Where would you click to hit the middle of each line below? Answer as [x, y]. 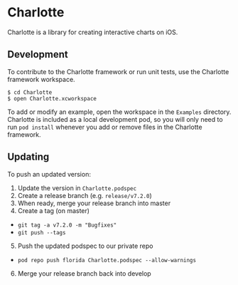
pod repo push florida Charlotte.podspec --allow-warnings [107, 260]
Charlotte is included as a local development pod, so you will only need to [115, 119]
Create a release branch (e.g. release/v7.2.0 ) [85, 195]
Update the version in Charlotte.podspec [77, 188]
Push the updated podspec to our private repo [85, 246]
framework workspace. [42, 79]
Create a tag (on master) [54, 210]
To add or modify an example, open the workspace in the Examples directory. [119, 112]
